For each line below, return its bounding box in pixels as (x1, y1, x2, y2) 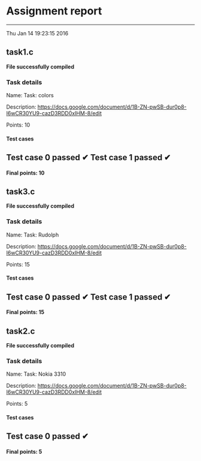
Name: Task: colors (6, 92, 54, 99)
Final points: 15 (6, 309, 45, 316)
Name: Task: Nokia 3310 (6, 370, 66, 378)
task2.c (6, 326, 35, 336)
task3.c (6, 187, 35, 197)
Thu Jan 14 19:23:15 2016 (6, 29, 69, 37)
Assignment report (6, 4, 102, 18)
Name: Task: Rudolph (6, 231, 59, 238)
